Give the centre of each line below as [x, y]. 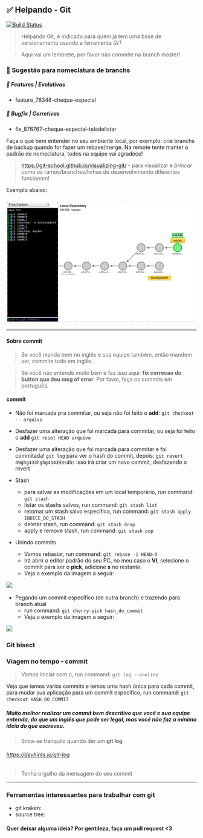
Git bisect [21, 645]
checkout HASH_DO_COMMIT [37, 699]
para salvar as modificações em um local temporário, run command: [109, 492]
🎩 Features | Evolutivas [36, 85]
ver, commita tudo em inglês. [57, 361]
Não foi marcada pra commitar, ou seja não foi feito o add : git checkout [105, 413]
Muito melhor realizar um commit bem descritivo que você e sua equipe [98, 713]
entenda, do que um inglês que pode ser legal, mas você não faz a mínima [101, 719]
